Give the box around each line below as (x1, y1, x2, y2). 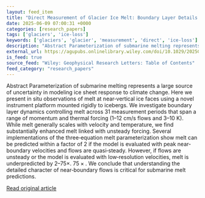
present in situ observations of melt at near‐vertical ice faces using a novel (6, 95, 194, 102)
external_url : (6, 49, 43, 55)
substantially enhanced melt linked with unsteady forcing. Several (6, 127, 172, 135)
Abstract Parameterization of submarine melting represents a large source (6, 82, 193, 90)
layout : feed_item (6, 9, 53, 15)
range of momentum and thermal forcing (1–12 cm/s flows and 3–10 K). (6, 115, 184, 122)
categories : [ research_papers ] (6, 26, 86, 32)
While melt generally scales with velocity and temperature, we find (6, 121, 174, 129)
